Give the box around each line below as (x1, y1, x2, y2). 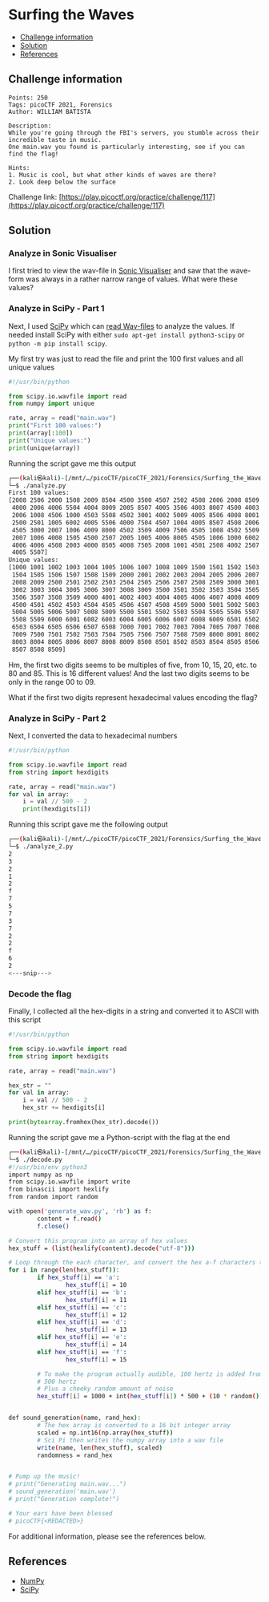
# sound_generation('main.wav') (8, 1487, 116, 1496)
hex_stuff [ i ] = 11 (65, 1296, 127, 1304)
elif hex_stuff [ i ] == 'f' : (37, 1348, 127, 1356)
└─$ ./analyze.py (8, 481, 66, 490)
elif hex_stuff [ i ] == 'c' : (37, 1303, 127, 1312)
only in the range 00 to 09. (8, 677, 96, 686)
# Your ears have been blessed (8, 1509, 113, 1517)
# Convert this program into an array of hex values (8, 1236, 188, 1244)
